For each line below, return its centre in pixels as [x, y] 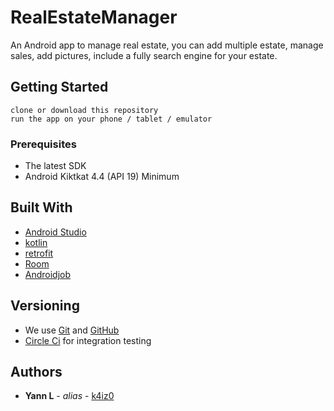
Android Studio [55, 232]
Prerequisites [43, 144]
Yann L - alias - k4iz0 [69, 396]
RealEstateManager [94, 17]
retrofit [39, 253]
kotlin [36, 242]
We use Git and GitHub [72, 330]
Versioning [45, 306]
